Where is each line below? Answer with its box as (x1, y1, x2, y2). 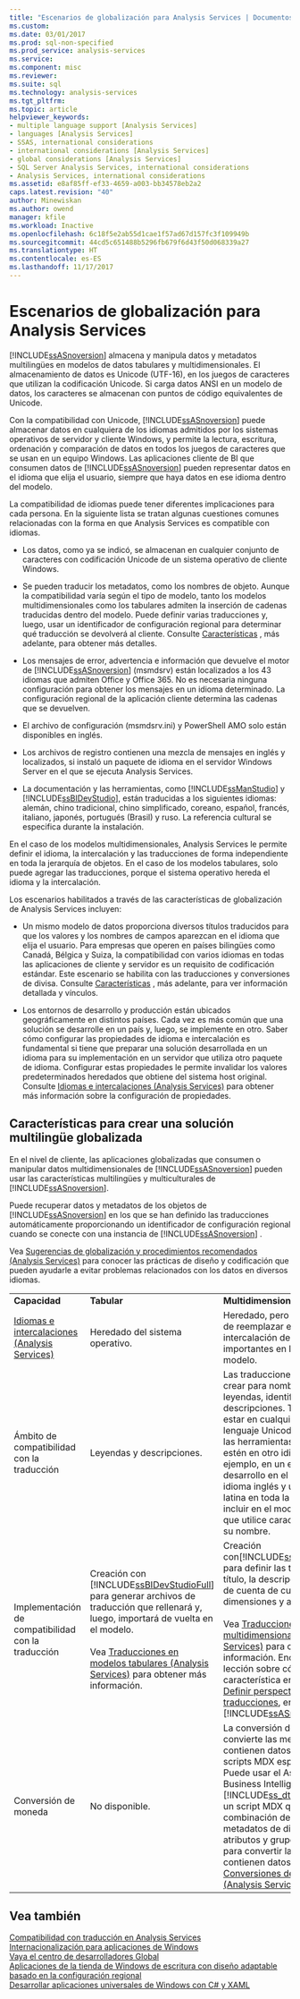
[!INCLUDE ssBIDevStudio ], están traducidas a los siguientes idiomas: (21, 793, 277, 804)
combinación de (222, 1811, 291, 1824)
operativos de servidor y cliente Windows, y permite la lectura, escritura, (9, 433, 277, 444)
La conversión (222, 1722, 283, 1734)
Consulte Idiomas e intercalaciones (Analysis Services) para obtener (21, 1080, 275, 1092)
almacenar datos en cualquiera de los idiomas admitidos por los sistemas (9, 424, 279, 435)
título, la (222, 1572, 257, 1585)
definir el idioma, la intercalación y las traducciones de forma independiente (9, 847, 288, 859)
